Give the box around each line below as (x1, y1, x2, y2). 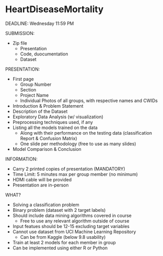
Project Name (20, 92, 49, 98)
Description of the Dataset (12, 108, 68, 114)
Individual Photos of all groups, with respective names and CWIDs (20, 98, 158, 104)
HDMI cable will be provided (12, 176, 72, 182)
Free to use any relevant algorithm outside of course (20, 217, 130, 224)
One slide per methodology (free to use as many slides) (20, 141, 136, 147)
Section (20, 86, 36, 92)
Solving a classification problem (12, 202, 79, 208)
